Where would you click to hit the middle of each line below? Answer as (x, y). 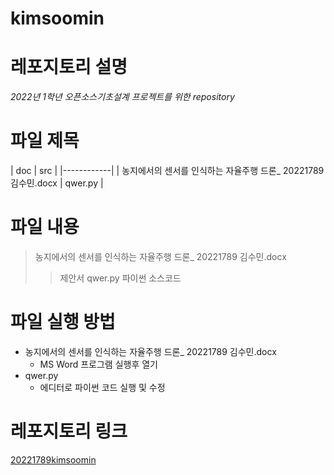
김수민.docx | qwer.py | (57, 183)
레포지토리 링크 (69, 431)
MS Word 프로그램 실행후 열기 (98, 364)
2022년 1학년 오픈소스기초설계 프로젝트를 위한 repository (122, 97)
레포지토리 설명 (69, 67)
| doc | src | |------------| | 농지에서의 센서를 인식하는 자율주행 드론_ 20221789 (167, 171)
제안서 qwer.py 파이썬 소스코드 (120, 278)
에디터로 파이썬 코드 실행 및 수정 (102, 387)
